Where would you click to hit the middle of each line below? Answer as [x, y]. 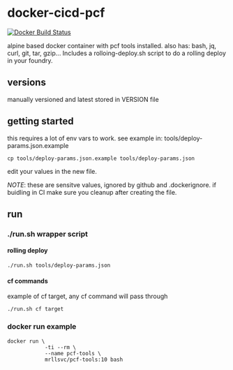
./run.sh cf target [36, 309]
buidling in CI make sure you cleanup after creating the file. [92, 192]
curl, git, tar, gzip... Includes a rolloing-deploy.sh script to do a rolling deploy [117, 53]
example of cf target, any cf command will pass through [88, 296]
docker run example [42, 327]
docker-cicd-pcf [56, 13]
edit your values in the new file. [52, 171]
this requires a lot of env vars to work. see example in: [85, 138]
